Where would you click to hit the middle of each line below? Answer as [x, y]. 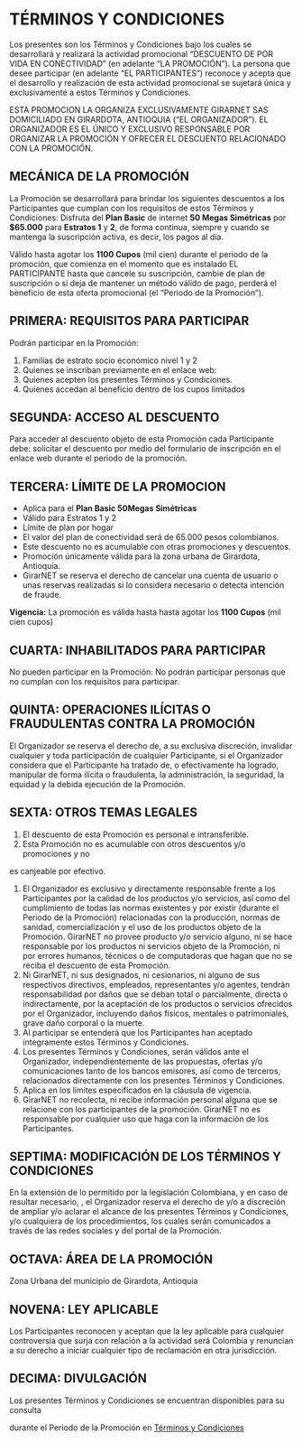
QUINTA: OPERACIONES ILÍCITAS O [110, 710]
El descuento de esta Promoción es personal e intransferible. [136, 834]
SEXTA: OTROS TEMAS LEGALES [104, 813]
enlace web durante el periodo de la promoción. [98, 458]
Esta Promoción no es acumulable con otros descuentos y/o [134, 843]
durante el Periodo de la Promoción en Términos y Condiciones [127, 1428]
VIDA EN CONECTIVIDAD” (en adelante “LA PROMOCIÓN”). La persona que [150, 63]
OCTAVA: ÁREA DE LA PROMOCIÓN [111, 1259]
